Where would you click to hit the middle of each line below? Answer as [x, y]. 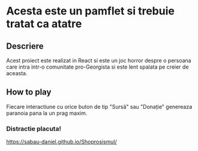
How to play [29, 92]
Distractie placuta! [34, 129]
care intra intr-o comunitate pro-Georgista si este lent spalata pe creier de [97, 67]
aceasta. [17, 73]
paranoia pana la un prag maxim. [47, 113]
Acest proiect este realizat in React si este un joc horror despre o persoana [99, 60]
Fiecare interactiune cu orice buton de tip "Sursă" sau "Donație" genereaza [99, 106]
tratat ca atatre [44, 24]
